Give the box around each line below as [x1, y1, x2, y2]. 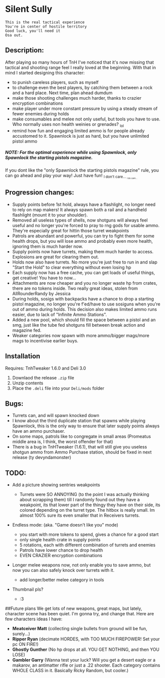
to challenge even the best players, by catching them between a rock [12, 84, 153, 90]
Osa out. [5, 33, 23, 38]
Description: [5, 46, 44, 55]
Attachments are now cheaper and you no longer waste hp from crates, [12, 280, 158, 286]
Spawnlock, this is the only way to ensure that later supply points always [12, 423, 160, 429]
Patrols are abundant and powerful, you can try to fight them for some [12, 233, 155, 239]
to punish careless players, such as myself [12, 79, 99, 85]
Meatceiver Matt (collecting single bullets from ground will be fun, [12, 626, 148, 632]
